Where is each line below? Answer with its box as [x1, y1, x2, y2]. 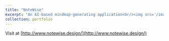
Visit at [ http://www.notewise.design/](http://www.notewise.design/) [5, 30, 147, 36]
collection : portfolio [5, 16, 53, 21]
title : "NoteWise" [5, 7, 44, 12]
